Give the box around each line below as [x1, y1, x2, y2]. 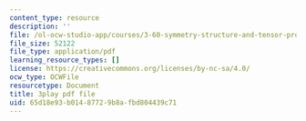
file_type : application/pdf [9, 47, 117, 56]
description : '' [9, 22, 71, 31]
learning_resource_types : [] [9, 55, 120, 65]
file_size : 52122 [9, 38, 76, 48]
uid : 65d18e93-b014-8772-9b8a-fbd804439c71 [9, 97, 178, 107]
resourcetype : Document [9, 81, 100, 90]
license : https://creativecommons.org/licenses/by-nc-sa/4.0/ [9, 65, 250, 74]
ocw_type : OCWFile [9, 73, 79, 82]
